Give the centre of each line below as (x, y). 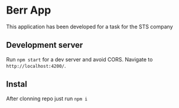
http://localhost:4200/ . (36, 66)
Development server (45, 45)
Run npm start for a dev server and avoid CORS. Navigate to (79, 59)
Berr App (29, 10)
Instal (17, 84)
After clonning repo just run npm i (47, 99)
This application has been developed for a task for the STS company (89, 27)
